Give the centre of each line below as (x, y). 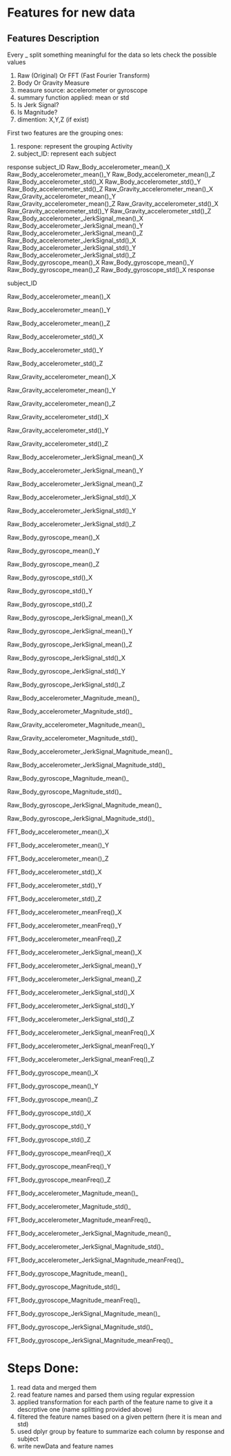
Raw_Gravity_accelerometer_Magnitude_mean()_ (76, 725)
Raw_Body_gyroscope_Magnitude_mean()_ (68, 778)
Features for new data (71, 13)
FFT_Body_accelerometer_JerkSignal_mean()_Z (74, 979)
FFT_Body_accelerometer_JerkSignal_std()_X (71, 992)
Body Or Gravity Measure (53, 83)
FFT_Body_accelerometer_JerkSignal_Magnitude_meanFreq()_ (96, 1260)
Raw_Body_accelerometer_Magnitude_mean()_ (73, 698)
